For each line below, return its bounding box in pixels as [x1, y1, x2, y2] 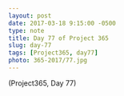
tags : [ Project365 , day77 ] [8, 49, 98, 57]
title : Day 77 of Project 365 [8, 34, 110, 42]
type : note [8, 26, 45, 34]
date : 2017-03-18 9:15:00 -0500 [8, 19, 116, 27]
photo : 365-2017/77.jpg [8, 57, 88, 65]
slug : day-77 [8, 42, 52, 50]
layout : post [8, 11, 52, 20]
